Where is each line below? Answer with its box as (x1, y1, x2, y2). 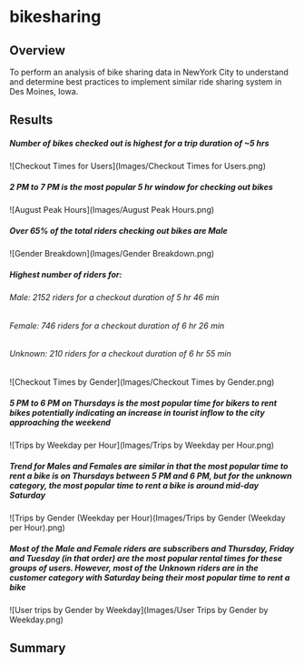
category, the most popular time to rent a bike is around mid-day (9, 479, 260, 490)
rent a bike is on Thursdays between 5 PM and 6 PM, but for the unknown (9, 470, 292, 481)
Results (9, 112, 54, 128)
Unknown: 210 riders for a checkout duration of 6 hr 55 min (9, 348, 231, 359)
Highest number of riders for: (9, 268, 123, 279)
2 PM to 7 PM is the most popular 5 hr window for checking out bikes (9, 181, 274, 192)
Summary (9, 640, 66, 656)
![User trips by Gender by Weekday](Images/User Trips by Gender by (9, 605, 269, 615)
